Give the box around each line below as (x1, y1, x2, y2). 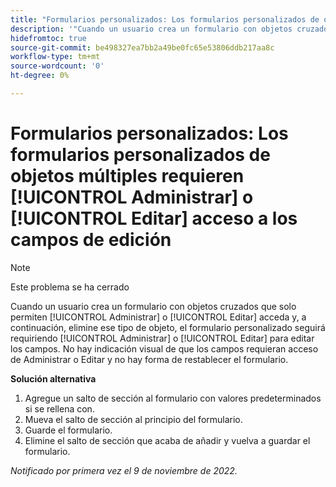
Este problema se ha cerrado (10, 281, 130, 293)
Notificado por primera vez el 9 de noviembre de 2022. (10, 464, 238, 476)
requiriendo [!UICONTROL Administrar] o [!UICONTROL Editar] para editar (10, 332, 315, 344)
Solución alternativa (10, 372, 97, 385)
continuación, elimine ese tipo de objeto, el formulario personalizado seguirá (10, 321, 326, 333)
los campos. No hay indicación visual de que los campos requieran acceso (10, 342, 319, 355)
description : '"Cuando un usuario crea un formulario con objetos (10, 24, 293, 34)
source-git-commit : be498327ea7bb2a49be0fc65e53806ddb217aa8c (10, 42, 275, 53)
